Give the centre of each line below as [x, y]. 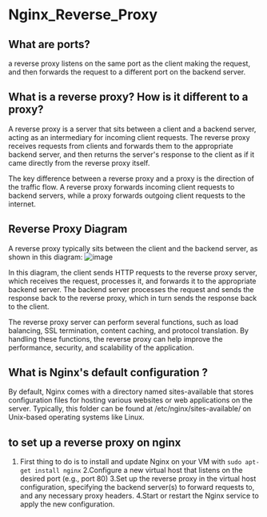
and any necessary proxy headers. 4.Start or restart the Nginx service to [139, 496]
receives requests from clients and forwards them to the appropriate [121, 146]
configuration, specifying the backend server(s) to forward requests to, [137, 487]
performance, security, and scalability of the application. [101, 347]
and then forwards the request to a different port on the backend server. [127, 72]
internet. [22, 204]
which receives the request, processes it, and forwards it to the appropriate [133, 281]
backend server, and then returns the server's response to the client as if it [132, 154]
